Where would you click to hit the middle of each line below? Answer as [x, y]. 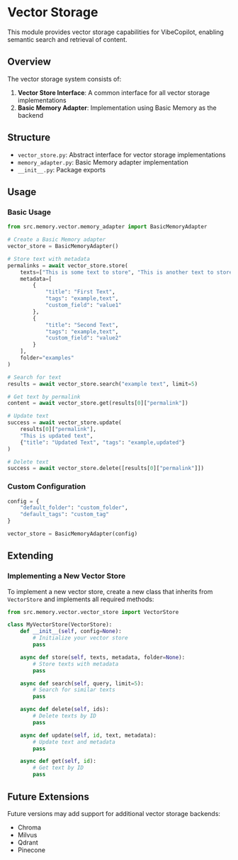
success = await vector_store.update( [64, 423]
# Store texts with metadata [76, 664]
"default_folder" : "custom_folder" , [74, 508]
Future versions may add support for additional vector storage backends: [114, 813]
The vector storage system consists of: [64, 79]
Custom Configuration [47, 486]
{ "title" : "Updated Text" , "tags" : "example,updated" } [103, 442]
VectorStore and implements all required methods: [81, 599]
